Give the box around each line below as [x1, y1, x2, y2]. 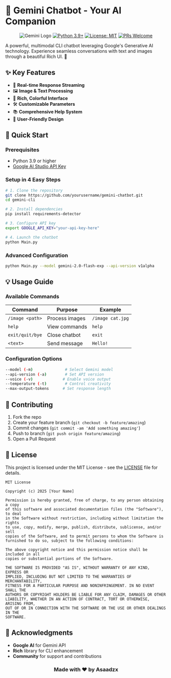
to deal [5, 511, 22, 516]
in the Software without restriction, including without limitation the [5, 516, 164, 521]
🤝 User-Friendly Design [12, 116, 64, 122]
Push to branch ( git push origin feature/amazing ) [12, 430, 121, 436]
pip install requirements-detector [5, 212, 81, 217]
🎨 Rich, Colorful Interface [12, 95, 68, 101]
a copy [5, 502, 19, 507]
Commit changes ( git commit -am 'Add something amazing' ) [12, 425, 141, 431]
